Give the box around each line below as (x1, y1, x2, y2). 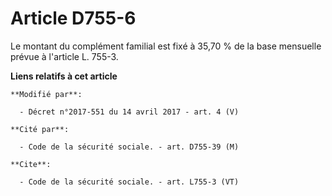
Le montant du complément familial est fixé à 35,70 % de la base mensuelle (10, 40, 322, 52)
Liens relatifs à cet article (10, 70, 118, 82)
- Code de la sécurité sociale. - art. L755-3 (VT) (19, 177, 240, 187)
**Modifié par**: (10, 89, 83, 99)
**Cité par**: (10, 124, 70, 134)
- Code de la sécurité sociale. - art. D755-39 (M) (19, 142, 240, 152)
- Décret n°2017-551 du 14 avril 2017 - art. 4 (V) (19, 107, 240, 117)
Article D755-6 (10, 7, 137, 30)
